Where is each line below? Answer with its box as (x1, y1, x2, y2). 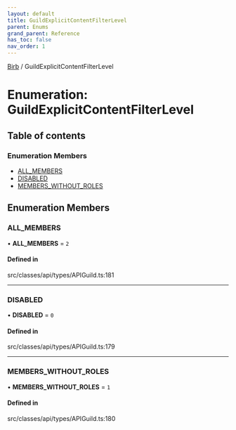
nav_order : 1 (7, 43, 46, 50)
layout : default (7, 10, 55, 18)
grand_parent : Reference (7, 30, 80, 37)
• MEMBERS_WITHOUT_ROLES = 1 (7, 382, 111, 391)
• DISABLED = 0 (7, 311, 54, 320)
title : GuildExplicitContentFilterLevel (7, 17, 128, 24)
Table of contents (7, 129, 86, 141)
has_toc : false (7, 37, 52, 44)
